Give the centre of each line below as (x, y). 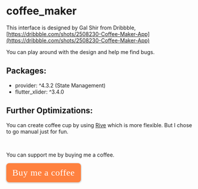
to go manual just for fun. (37, 131)
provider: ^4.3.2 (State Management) (60, 85)
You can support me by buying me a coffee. (61, 155)
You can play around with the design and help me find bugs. (80, 52)
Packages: (26, 71)
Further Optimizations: (49, 111)
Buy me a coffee (43, 172)
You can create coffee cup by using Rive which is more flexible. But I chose (99, 125)
